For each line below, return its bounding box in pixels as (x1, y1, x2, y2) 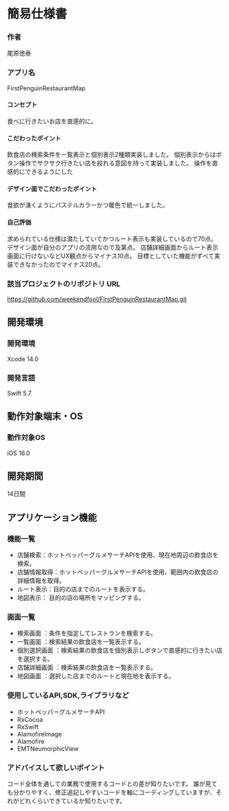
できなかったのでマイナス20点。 (12, 260, 105, 268)
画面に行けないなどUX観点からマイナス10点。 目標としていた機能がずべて (7, 251, 215, 260)
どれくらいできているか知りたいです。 (18, 797, 126, 805)
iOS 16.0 (7, 449, 31, 457)
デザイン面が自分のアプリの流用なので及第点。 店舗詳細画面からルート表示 (7, 243, 219, 251)
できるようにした (25, 168, 73, 176)
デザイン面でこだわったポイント (7, 184, 97, 192)
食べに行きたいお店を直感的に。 (7, 117, 97, 125)
